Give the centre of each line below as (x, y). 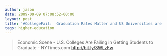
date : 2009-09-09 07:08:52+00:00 (40, 14)
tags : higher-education (30, 28)
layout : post (19, 19)
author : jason (20, 10)
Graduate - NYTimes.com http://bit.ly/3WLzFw (65, 48)
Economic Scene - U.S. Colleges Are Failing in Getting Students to (85, 42)
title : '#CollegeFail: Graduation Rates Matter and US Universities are (84, 24)
